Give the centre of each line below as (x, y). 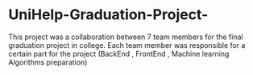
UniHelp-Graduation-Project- (108, 15)
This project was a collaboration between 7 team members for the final (126, 37)
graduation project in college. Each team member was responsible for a (127, 45)
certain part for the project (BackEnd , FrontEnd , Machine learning (119, 53)
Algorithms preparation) (48, 62)
